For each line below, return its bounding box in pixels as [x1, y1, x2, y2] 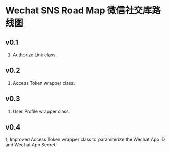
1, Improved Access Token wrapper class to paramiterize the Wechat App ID [5, 136, 165, 143]
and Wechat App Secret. [5, 142, 57, 148]
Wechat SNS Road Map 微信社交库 [5, 5, 152, 16]
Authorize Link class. [12, 52, 57, 58]
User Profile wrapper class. [12, 108, 70, 114]
